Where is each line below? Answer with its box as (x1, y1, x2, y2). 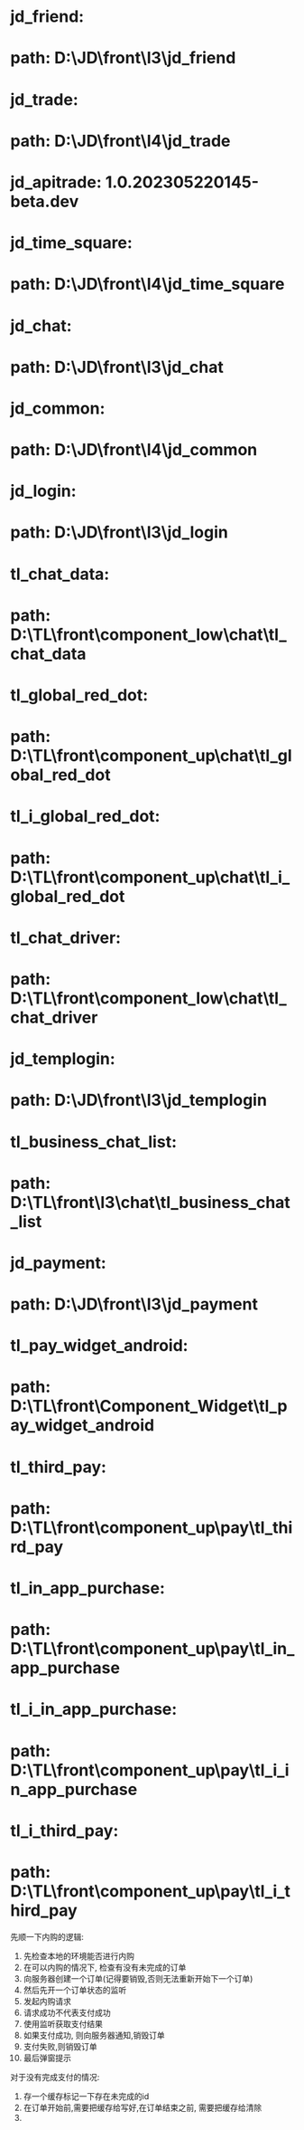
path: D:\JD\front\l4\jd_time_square (10, 274, 285, 295)
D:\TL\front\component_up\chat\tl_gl (10, 746, 292, 766)
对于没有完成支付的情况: (10, 2071, 100, 2082)
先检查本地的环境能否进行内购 (23, 1950, 134, 1961)
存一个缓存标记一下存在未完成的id (23, 2090, 150, 2101)
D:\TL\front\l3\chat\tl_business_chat (10, 1192, 291, 1212)
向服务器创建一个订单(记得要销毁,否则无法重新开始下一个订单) (23, 1973, 253, 1983)
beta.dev (10, 191, 79, 212)
